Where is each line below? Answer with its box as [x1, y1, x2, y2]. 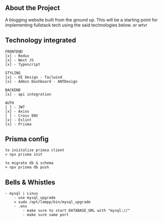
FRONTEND [5, 49, 23, 54]
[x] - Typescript [5, 62, 41, 67]
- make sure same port [23, 212, 69, 218]
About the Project [5, 4, 60, 12]
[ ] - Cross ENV [5, 113, 38, 118]
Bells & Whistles [5, 178, 55, 186]
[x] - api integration [5, 92, 51, 97]
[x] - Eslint [5, 117, 32, 122]
